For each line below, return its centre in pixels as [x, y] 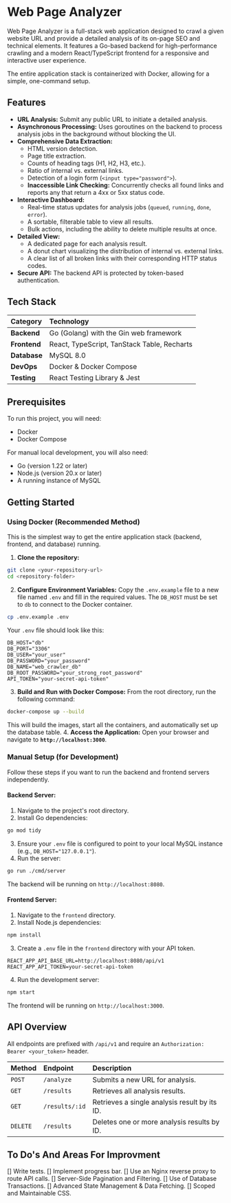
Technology [69, 321]
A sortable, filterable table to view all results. [90, 222]
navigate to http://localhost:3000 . [57, 739]
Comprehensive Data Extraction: [65, 141]
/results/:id [65, 1106]
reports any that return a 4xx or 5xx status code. [96, 192]
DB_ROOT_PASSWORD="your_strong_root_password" [75, 673]
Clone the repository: [48, 558]
